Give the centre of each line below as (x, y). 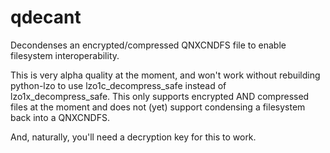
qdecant (46, 17)
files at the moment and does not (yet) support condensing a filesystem (158, 107)
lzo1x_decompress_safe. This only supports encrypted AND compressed (160, 96)
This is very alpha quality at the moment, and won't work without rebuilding (165, 75)
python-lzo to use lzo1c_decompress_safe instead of (118, 85)
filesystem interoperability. (65, 55)
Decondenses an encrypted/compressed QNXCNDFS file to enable (148, 45)
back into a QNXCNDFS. (60, 117)
